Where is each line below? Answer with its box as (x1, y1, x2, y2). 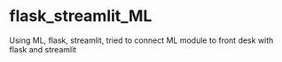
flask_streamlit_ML (9, 6, 153, 26)
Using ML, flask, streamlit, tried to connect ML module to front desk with (9, 35, 274, 45)
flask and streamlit (9, 44, 77, 54)
